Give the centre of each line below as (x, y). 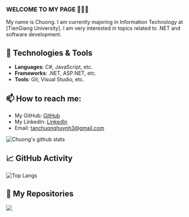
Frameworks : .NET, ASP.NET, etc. (55, 73)
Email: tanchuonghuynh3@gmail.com (60, 128)
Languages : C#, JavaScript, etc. (54, 67)
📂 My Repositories (40, 194)
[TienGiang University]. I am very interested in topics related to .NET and (93, 28)
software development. (34, 35)
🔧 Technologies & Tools (49, 53)
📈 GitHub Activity (39, 158)
